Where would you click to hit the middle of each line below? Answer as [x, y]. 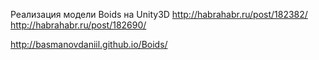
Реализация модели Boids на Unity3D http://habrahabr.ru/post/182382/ [159, 14]
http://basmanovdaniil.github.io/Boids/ [89, 44]
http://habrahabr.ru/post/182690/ [78, 25]
